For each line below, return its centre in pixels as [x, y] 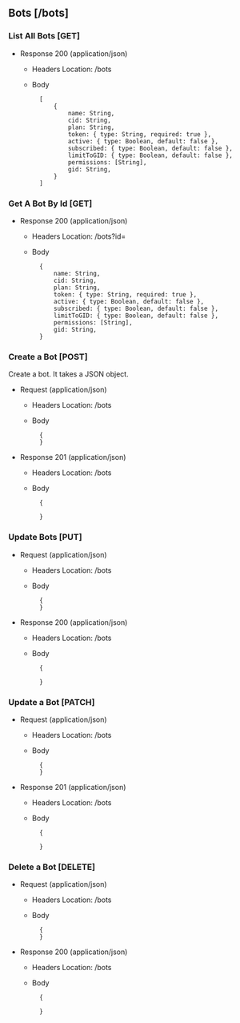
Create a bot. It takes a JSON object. [69, 374]
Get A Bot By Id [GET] [50, 203]
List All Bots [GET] [44, 36]
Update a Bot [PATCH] [52, 702]
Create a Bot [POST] [48, 356]
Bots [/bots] [39, 13]
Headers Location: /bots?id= [79, 236]
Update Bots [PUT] [45, 538]
